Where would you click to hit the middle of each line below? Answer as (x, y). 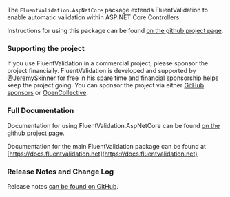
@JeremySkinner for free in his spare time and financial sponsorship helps (113, 78)
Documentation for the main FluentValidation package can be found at (107, 146)
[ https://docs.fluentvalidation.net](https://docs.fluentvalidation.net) (102, 154)
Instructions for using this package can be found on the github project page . (115, 31)
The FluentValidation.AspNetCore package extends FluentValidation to (108, 10)
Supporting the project (46, 48)
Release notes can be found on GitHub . (63, 186)
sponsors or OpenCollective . (48, 93)
